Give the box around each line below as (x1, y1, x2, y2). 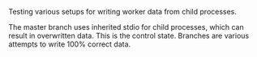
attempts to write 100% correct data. (8, 39, 131, 49)
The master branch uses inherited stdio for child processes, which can (8, 22, 245, 31)
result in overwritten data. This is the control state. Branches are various (8, 31, 250, 40)
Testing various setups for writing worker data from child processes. (8, 7, 238, 16)
